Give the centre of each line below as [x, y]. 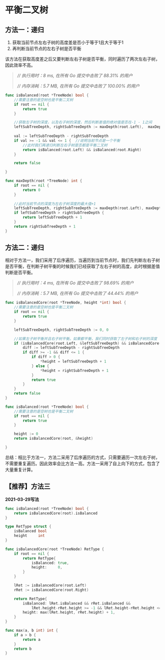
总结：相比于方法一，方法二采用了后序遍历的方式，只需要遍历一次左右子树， [82, 457]
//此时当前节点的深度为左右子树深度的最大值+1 [55, 204]
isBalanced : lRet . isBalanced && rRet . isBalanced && [77, 603]
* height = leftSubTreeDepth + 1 [73, 362]
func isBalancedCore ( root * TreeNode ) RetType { [55, 549]
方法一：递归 [25, 30]
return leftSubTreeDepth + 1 [53, 217]
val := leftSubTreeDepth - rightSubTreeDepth [61, 136]
